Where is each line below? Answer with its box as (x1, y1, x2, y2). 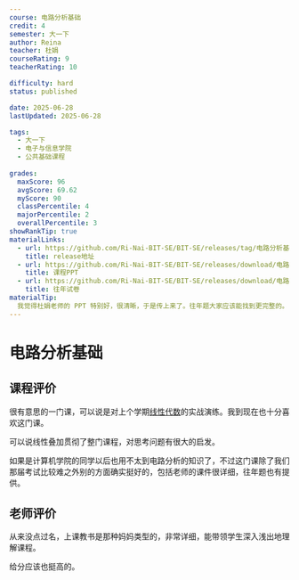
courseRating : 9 (9, 54, 69, 63)
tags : (9, 127, 29, 136)
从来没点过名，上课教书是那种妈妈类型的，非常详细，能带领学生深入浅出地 (9, 531, 282, 542)
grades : (9, 168, 38, 178)
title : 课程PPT (25, 268, 79, 277)
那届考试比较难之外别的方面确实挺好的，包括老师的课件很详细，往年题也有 (9, 466, 282, 477)
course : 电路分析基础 (9, 12, 82, 22)
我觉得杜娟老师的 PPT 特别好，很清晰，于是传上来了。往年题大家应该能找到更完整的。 (17, 301, 289, 310)
